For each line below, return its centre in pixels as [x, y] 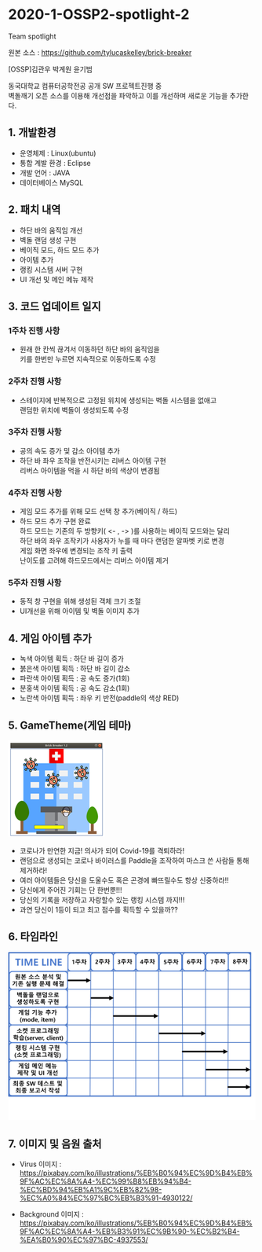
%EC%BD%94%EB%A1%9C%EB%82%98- [91, 1190]
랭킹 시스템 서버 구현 [51, 270]
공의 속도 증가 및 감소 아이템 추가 [69, 450]
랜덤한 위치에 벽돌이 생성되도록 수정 [74, 409]
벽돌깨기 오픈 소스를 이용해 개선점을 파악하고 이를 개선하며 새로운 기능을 [118, 95]
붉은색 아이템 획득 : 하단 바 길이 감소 [75, 669]
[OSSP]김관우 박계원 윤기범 [50, 69]
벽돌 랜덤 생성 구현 [48, 240]
